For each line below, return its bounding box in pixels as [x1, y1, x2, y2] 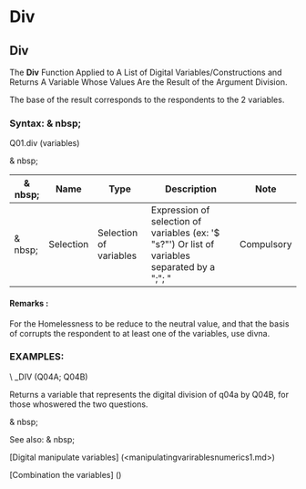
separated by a [150, 261, 216, 274]
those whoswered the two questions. [9, 399, 148, 410]
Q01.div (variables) [9, 138, 80, 149]
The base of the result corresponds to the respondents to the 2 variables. [9, 94, 285, 105]
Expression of [150, 203, 210, 216]
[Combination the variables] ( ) [9, 469, 122, 480]
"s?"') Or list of [150, 238, 215, 251]
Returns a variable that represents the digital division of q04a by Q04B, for [9, 389, 290, 400]
